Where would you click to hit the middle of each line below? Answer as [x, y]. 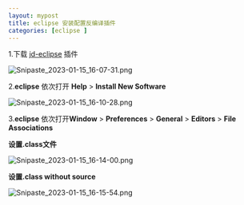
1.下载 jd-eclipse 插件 [43, 54]
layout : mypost [34, 16]
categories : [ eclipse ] [48, 30]
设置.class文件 [33, 144]
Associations [31, 128]
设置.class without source [52, 177]
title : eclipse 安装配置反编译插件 [62, 23]
